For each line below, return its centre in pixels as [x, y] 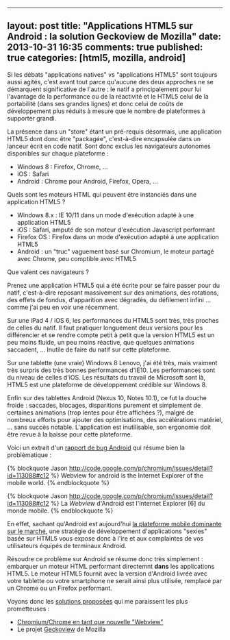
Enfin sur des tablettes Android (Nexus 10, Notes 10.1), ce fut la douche [107, 397]
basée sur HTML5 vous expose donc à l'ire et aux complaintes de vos [105, 538]
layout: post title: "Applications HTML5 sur [100, 26]
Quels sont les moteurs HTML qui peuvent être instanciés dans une [102, 194]
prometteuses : [28, 608]
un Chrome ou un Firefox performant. [60, 588]
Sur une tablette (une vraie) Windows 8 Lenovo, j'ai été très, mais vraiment [112, 362]
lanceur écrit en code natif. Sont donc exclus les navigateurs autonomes [109, 146]
